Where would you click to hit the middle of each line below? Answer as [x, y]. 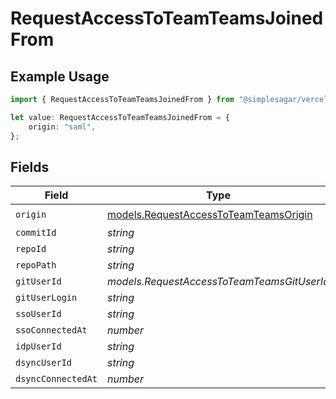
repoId [31, 249]
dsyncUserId [44, 363]
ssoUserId [38, 314]
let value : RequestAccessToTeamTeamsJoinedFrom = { [120, 117]
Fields [30, 167]
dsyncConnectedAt [56, 379]
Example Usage [60, 76]
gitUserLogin [46, 298]
